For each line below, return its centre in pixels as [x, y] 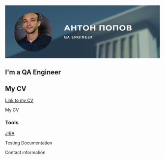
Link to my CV [19, 100]
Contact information [25, 152]
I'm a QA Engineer [33, 72]
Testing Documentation [29, 143]
